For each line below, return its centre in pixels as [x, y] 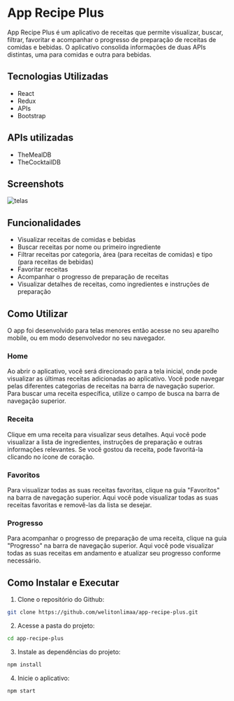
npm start [22, 691]
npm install [24, 665]
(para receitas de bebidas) [56, 262]
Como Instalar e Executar [64, 582]
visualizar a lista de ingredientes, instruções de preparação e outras [105, 441]
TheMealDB [34, 155]
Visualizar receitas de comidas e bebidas [76, 240]
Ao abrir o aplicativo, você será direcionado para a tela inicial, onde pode [112, 371]
